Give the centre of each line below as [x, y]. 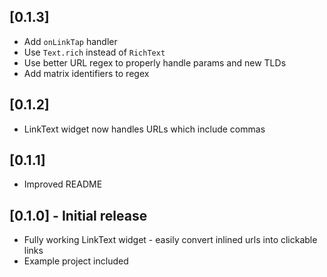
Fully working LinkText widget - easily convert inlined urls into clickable [170, 240]
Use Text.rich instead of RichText [94, 52]
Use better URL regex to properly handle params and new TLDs [155, 62]
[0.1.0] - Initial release [78, 215]
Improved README [63, 184]
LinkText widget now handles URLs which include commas [144, 129]
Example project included [76, 261]
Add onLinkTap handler [70, 41]
